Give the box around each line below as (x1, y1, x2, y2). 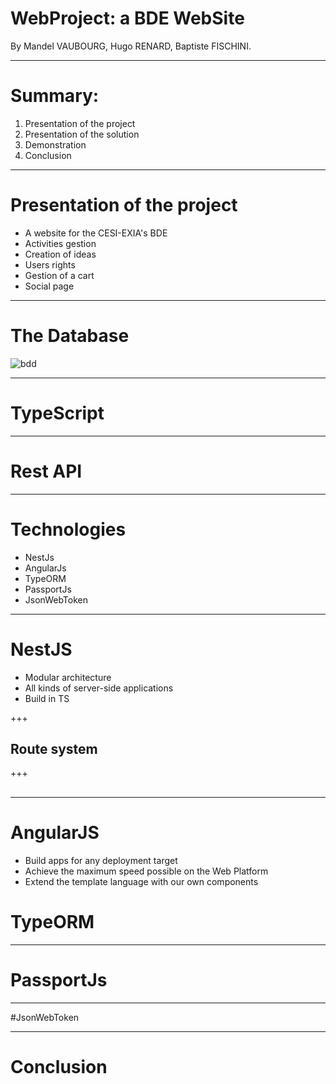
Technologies (10, 518, 127, 541)
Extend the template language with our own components (24, 875, 259, 887)
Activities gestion (24, 237, 97, 249)
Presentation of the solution (24, 128, 140, 140)
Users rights (24, 258, 76, 271)
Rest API (10, 460, 83, 482)
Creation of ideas (24, 248, 97, 260)
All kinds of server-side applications (24, 682, 174, 694)
